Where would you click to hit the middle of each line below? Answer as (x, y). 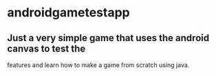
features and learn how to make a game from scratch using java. (98, 65)
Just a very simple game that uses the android (108, 38)
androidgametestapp (68, 13)
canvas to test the (46, 48)
